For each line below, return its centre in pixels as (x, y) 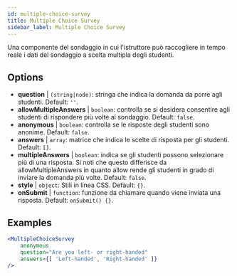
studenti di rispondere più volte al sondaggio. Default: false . (106, 117)
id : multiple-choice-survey (49, 14)
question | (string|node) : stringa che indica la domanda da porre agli (120, 95)
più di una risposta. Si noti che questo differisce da (92, 163)
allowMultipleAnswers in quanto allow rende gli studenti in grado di (116, 170)
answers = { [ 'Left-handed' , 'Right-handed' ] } (89, 259)
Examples (30, 222)
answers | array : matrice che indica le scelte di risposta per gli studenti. (123, 140)
